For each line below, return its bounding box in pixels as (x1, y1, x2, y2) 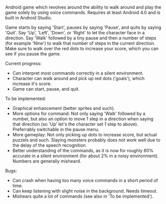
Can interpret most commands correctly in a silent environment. (12, 70, 144, 76)
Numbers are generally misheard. (12, 158, 81, 164)
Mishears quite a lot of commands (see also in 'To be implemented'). (12, 194, 154, 199)
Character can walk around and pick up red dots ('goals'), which (12, 76, 145, 81)
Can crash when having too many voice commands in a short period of (12, 178, 159, 183)
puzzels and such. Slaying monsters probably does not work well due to (12, 137, 161, 143)
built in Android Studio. (5, 15, 52, 20)
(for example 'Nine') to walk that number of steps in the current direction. (5, 40, 156, 46)
